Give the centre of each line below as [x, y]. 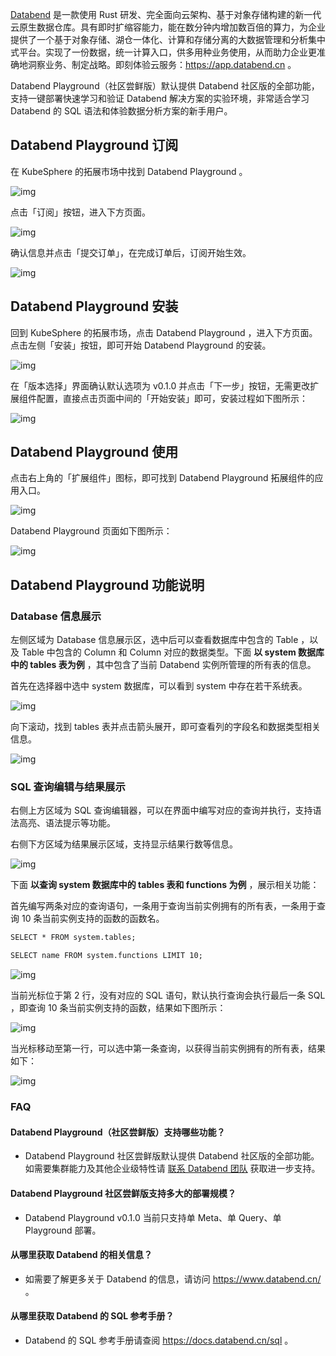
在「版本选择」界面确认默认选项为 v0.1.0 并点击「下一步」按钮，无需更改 [160, 385]
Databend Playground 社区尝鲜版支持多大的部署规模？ [123, 1193]
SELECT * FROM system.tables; [73, 938]
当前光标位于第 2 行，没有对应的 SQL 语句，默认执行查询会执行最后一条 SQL [168, 995]
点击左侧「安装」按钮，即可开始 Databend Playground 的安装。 [141, 345]
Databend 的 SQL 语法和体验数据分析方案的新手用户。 [121, 111]
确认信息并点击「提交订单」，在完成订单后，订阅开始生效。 [131, 252]
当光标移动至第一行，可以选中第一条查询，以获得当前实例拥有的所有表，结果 [168, 1049]
